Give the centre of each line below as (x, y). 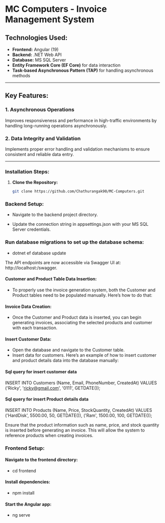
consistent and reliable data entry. (40, 154)
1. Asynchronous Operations (40, 110)
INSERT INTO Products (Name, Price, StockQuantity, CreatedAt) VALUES (79, 410)
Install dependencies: (28, 482)
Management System (50, 19)
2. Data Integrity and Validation (43, 138)
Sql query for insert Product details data (47, 399)
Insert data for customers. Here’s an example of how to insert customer (84, 355)
